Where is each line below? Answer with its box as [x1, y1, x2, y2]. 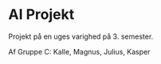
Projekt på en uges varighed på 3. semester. [8, 32, 154, 41]
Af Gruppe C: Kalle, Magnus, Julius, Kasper [8, 47, 151, 56]
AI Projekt [8, 6, 75, 24]
